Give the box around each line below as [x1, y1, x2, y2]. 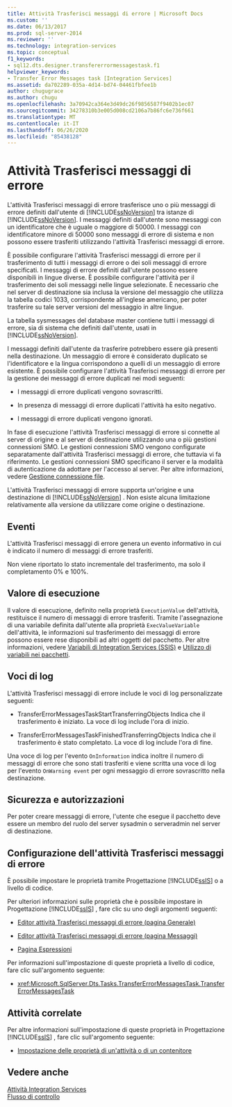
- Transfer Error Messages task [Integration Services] [7, 74, 172, 82]
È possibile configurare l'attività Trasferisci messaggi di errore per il [7, 251, 201, 259]
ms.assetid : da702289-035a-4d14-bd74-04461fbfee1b [7, 81, 157, 88]
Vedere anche [7, 1067, 69, 1078]
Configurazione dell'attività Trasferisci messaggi [7, 847, 224, 859]
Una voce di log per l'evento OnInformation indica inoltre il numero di [7, 752, 204, 760]
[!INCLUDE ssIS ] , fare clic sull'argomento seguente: [7, 1033, 155, 1042]
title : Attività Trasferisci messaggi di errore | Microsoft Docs [7, 10, 204, 17]
